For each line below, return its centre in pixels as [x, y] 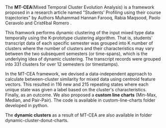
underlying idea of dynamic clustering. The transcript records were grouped [83, 59]
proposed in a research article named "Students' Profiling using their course [83, 12]
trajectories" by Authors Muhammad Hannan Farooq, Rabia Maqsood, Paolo [83, 18]
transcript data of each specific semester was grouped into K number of [79, 43]
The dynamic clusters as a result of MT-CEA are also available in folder [79, 115]
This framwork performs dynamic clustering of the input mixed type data [80, 32]
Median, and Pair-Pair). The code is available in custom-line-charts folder [80, 100]
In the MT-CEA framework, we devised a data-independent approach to [79, 74]
